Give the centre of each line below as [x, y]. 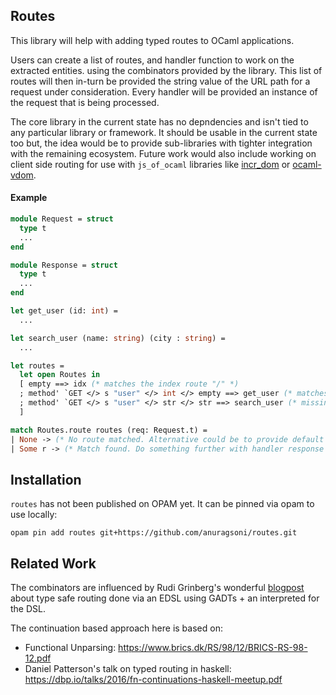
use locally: [34, 515]
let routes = [37, 365]
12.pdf [38, 658]
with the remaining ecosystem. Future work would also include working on [163, 153]
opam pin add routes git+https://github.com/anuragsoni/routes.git [154, 533]
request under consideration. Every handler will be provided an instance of [164, 91]
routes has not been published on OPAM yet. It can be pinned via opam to [162, 504]
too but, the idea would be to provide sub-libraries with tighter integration [161, 143]
